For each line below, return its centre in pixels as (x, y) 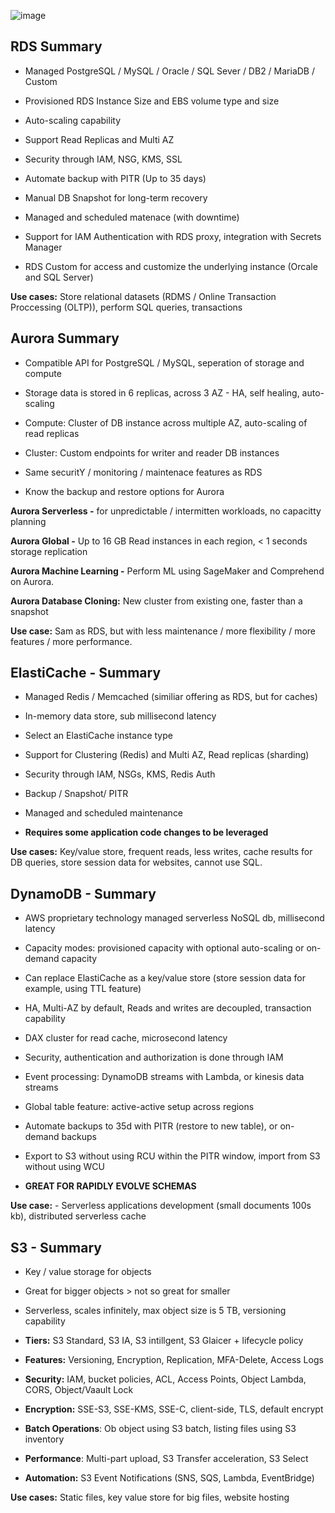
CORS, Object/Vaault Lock (79, 1390)
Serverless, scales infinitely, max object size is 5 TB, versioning (155, 1311)
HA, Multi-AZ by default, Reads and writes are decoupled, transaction (168, 1008)
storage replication (49, 551)
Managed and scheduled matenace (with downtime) (132, 217)
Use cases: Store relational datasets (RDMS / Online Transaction (143, 296)
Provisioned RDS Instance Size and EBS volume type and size (152, 101)
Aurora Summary (65, 338)
